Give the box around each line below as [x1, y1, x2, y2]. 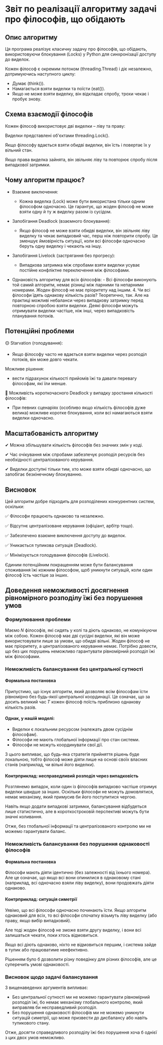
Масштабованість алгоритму [5, 429, 98, 437]
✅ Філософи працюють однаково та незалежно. [5, 513, 105, 519]
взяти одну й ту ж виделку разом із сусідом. [19, 209, 112, 214]
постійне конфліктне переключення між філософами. [19, 267, 130, 273]
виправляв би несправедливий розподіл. [12, 1004, 98, 1010]
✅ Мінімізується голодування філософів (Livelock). [5, 552, 110, 558]
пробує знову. [12, 96, 42, 102]
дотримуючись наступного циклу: [5, 71, 76, 77]
